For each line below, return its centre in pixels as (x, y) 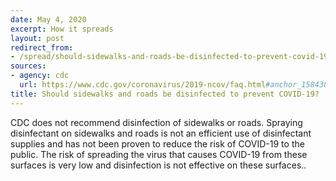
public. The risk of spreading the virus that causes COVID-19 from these (159, 154)
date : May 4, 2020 (48, 19)
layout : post (37, 38)
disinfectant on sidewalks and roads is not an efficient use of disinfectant (161, 133)
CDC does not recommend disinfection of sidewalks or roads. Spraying (156, 122)
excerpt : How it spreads (62, 29)
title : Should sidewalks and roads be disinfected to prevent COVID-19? (165, 94)
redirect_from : (42, 47)
